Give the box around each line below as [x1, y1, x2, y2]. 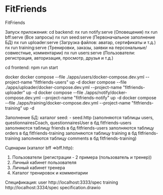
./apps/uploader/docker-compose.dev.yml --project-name [5, 84, 122, 90]
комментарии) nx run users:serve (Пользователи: [33, 50, 135, 56]
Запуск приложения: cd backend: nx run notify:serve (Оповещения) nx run [5, 29, 158, 35]
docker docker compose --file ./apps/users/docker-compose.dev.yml [5, 74, 145, 80]
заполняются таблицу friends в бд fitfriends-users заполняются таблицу [5, 125, 154, 130]
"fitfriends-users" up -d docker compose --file [33, 79, 127, 85]
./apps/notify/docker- [84, 89, 127, 95]
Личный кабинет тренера [12, 165, 65, 171]
